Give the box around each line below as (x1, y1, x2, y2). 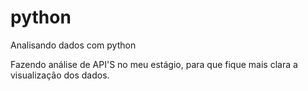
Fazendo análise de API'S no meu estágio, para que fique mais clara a (10, 58, 298, 70)
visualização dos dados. (10, 69, 110, 81)
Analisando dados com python (10, 39, 137, 51)
